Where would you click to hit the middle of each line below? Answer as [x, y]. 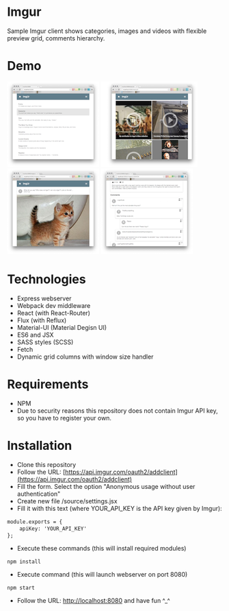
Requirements [48, 384]
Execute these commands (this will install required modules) [102, 548]
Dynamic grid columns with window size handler [85, 357]
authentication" [39, 494]
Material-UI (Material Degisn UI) [62, 327]
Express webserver [44, 298]
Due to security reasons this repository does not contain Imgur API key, [117, 410]
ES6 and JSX [35, 335]
